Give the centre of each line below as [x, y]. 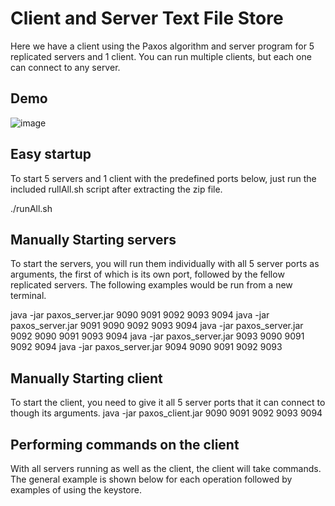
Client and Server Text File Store [147, 18]
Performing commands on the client [125, 444]
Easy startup [51, 154]
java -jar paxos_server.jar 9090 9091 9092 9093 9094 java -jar [140, 315]
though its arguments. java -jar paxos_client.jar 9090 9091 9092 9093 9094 [166, 413]
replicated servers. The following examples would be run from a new [151, 285]
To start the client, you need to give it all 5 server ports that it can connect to [168, 403]
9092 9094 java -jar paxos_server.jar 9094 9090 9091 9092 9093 [146, 347]
